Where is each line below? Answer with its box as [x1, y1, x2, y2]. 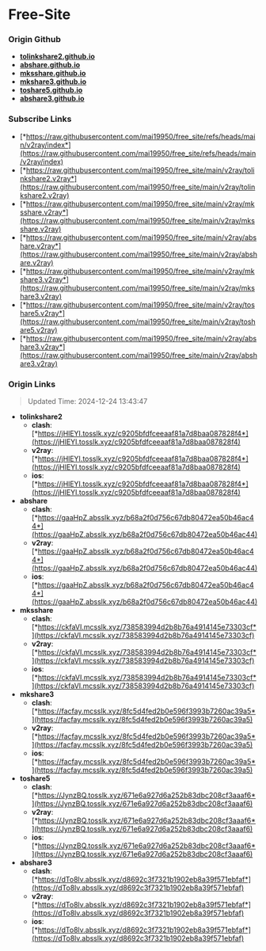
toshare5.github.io [19, 86, 83, 95]
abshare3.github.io [19, 93, 85, 104]
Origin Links [8, 378, 56, 390]
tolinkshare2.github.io [19, 51, 95, 61]
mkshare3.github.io [19, 77, 87, 86]
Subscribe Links [8, 113, 72, 124]
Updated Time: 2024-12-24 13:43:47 [27, 397, 148, 406]
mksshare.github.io [19, 69, 86, 78]
